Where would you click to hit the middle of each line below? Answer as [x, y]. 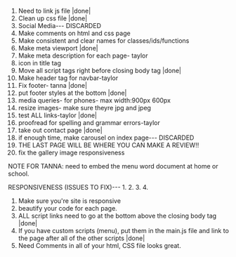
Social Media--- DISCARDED [59, 26]
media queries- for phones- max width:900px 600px [94, 100]
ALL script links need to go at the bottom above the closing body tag [117, 216]
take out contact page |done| [60, 130]
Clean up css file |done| [53, 18]
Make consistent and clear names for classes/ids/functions [104, 41]
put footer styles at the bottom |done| [72, 93]
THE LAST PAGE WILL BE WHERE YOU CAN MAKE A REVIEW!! [109, 145]
